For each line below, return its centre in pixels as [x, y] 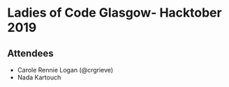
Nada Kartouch [39, 77]
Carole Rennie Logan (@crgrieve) [65, 70]
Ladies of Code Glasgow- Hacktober [114, 13]
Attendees [30, 53]
